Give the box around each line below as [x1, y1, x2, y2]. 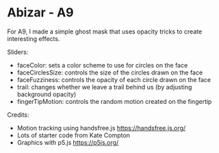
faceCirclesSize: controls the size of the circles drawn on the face [16, 68, 203, 76]
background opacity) [16, 90, 77, 98]
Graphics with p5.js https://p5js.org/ [16, 138, 119, 146]
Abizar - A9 [7, 5, 74, 20]
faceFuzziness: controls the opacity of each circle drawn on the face [16, 75, 211, 83]
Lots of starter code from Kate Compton [16, 131, 130, 139]
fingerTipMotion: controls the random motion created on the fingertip [16, 97, 212, 105]
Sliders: [7, 48, 29, 56]
